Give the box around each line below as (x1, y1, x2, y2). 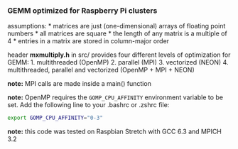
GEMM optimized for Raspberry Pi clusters (7, 6, 158, 16)
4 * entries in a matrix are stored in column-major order (7, 37, 169, 45)
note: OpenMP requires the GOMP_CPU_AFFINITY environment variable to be (7, 93, 224, 101)
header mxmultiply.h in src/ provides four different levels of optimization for (7, 50, 231, 59)
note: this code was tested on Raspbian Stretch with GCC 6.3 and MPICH (7, 127, 222, 136)
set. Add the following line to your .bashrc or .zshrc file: (7, 101, 170, 109)
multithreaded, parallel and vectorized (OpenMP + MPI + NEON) (7, 66, 195, 74)
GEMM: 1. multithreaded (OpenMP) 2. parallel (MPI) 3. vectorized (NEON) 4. (7, 58, 229, 67)
